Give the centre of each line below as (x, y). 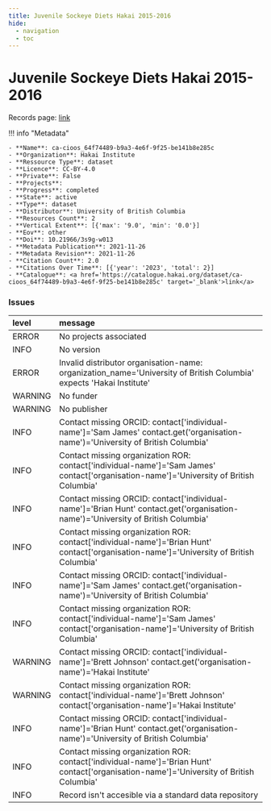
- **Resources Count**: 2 (52, 218)
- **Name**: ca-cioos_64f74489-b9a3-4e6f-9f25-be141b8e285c (112, 148)
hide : (17, 23)
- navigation (38, 31)
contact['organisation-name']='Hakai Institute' (148, 705)
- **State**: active (43, 198)
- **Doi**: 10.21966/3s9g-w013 (61, 240)
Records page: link (40, 118)
